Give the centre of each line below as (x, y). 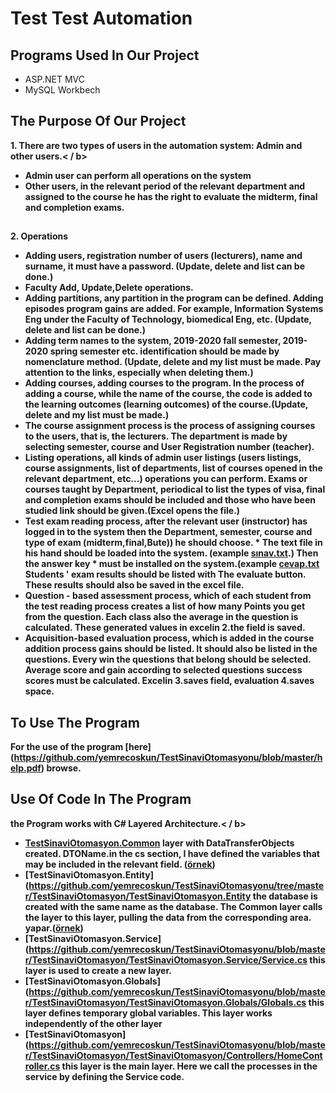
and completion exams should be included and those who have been (170, 500)
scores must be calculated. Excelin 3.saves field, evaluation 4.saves (169, 681)
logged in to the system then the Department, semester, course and (168, 532)
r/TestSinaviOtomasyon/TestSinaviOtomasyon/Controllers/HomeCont (173, 1055)
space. (39, 691)
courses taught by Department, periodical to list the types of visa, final (175, 489)
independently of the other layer (93, 1023)
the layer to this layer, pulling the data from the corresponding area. (168, 917)
